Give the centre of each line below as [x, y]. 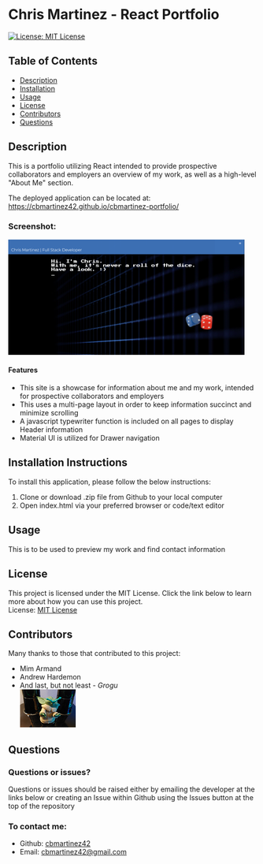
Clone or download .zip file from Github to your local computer [121, 497]
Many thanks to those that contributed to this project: [94, 654]
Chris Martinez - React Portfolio [114, 15]
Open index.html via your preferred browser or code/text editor [122, 505]
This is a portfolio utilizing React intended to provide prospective [113, 166]
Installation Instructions [68, 463]
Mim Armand [41, 668]
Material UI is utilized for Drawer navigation [89, 438]
